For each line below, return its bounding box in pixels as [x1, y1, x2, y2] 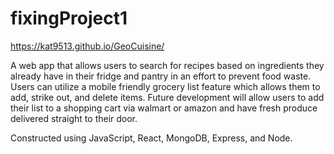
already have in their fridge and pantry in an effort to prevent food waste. [10, 70, 312, 82]
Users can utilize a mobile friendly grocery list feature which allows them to [10, 80, 321, 92]
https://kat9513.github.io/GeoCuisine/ [10, 40, 165, 52]
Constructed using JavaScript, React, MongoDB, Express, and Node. [10, 132, 293, 144]
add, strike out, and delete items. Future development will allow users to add [10, 91, 325, 103]
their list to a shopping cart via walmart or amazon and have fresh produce [10, 102, 318, 114]
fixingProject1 [10, 7, 128, 30]
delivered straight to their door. [10, 112, 138, 124]
